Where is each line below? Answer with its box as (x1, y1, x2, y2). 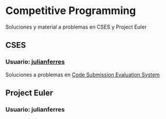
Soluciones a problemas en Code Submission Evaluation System (5, 71, 160, 78)
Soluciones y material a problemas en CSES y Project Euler (5, 23, 147, 30)
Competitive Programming (5, 4, 136, 17)
